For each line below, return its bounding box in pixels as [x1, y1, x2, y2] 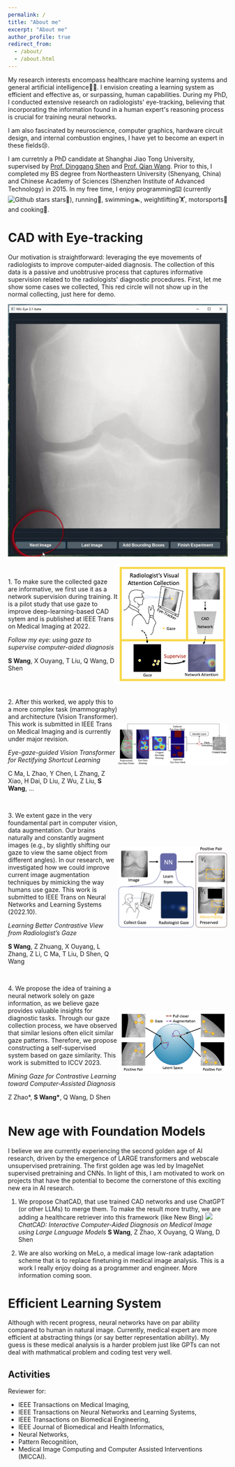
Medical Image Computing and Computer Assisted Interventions [17, 1445, 203, 1454]
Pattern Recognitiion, [17, 1438, 79, 1446]
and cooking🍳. [8, 205, 50, 213]
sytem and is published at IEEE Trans [8, 614, 114, 623]
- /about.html [14, 56, 55, 63]
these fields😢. [8, 140, 50, 150]
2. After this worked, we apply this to [8, 698, 114, 706]
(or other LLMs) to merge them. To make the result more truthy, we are [17, 1204, 222, 1213]
